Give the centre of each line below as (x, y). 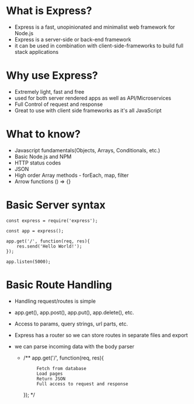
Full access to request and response (82, 384)
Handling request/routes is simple (55, 301)
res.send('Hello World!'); (49, 246)
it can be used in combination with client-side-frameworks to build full (99, 46)
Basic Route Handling (59, 285)
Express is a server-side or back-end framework (73, 39)
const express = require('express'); (52, 221)
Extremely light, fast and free (49, 91)
